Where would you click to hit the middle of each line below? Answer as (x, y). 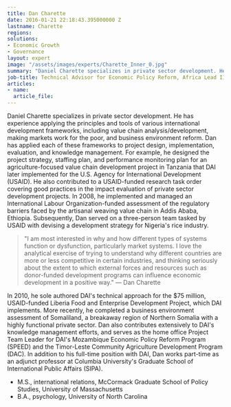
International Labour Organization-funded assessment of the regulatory (108, 203)
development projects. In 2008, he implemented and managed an (100, 196)
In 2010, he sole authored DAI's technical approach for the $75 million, (107, 295)
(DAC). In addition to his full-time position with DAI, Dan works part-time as (113, 354)
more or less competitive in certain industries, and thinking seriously (121, 260)
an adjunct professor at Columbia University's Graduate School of (100, 361)
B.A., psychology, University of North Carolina (82, 396)
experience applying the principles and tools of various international (103, 123)
